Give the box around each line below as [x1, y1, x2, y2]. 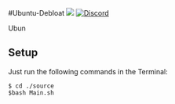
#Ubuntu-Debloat [8, 9, 65, 17]
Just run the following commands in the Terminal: [8, 66, 168, 76]
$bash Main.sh [8, 88, 55, 97]
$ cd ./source [8, 82, 55, 90]
